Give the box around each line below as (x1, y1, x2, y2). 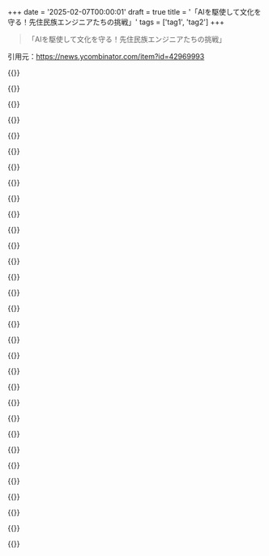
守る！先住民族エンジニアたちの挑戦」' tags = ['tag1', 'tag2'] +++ (7, 17, 224, 27)
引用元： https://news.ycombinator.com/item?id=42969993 (7, 52, 205, 61)
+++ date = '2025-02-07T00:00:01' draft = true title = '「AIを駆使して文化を (7, 7, 262, 16)
